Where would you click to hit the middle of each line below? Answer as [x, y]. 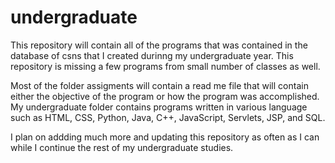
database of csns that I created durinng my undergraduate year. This [152, 55]
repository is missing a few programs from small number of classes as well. [165, 66]
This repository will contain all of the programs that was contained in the [159, 45]
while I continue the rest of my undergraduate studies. [122, 147]
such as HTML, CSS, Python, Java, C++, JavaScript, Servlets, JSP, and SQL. [168, 117]
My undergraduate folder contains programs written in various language [159, 107]
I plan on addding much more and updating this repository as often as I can [165, 137]
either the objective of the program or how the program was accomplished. [165, 96]
